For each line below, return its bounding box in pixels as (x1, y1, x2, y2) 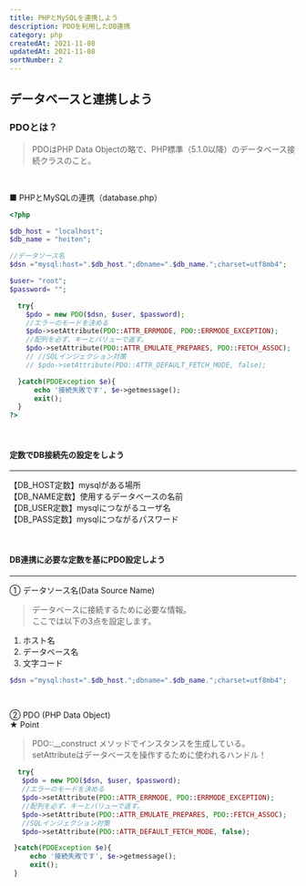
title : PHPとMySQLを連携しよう (9, 13, 118, 23)
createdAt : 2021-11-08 (9, 38, 96, 48)
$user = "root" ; (9, 277, 67, 286)
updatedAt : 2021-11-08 (9, 47, 96, 56)
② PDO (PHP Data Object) (9, 709, 111, 720)
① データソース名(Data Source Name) (9, 585, 155, 596)
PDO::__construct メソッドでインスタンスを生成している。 (31, 738, 250, 749)
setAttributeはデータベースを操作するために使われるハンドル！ (31, 749, 267, 760)
